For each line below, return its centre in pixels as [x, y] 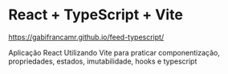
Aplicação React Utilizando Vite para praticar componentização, [114, 52]
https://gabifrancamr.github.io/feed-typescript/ [86, 37]
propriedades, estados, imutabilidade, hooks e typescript [103, 61]
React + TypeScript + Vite [96, 15]
